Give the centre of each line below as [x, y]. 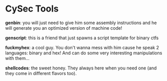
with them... [18, 58]
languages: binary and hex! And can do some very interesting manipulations [84, 53]
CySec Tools [32, 9]
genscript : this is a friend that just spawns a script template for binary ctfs [82, 38]
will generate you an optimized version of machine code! [64, 28]
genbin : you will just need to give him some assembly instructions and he [81, 23]
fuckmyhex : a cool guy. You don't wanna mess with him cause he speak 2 [82, 47]
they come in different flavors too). [41, 73]
